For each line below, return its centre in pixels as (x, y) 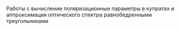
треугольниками (28, 21)
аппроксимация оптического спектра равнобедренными (79, 15)
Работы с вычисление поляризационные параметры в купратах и (90, 9)
